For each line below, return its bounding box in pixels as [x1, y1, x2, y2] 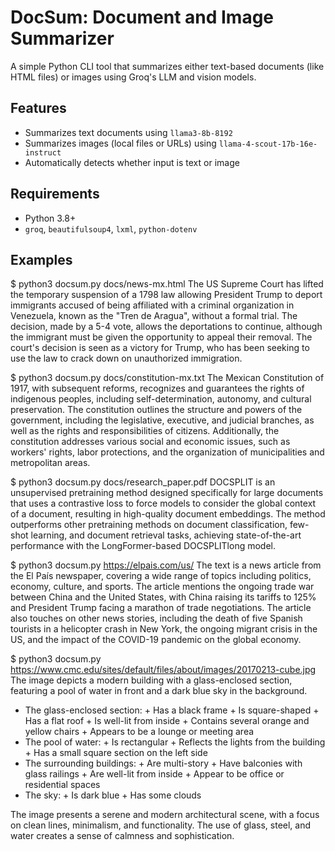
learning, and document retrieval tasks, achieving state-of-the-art [30, 529, 302, 541]
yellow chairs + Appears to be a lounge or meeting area [24, 726, 255, 738]
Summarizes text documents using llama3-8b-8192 [24, 126, 233, 138]
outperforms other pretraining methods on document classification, [10, 519, 288, 531]
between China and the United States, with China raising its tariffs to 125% [10, 591, 317, 603]
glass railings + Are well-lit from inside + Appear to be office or [24, 768, 285, 780]
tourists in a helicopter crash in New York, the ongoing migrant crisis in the [10, 623, 318, 635]
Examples [10, 251, 73, 268]
